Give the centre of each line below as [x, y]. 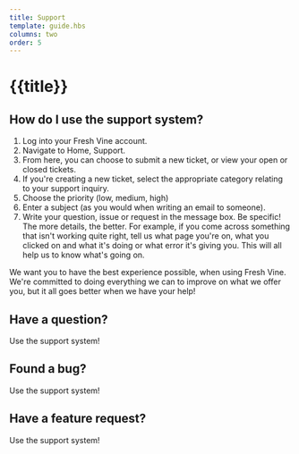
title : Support [38, 17]
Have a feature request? [78, 419]
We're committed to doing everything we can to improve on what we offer [145, 282]
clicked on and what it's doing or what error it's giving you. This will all [152, 246]
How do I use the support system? [107, 119]
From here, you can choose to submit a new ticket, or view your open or [155, 160]
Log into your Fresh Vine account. [85, 141]
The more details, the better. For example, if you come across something [156, 227]
